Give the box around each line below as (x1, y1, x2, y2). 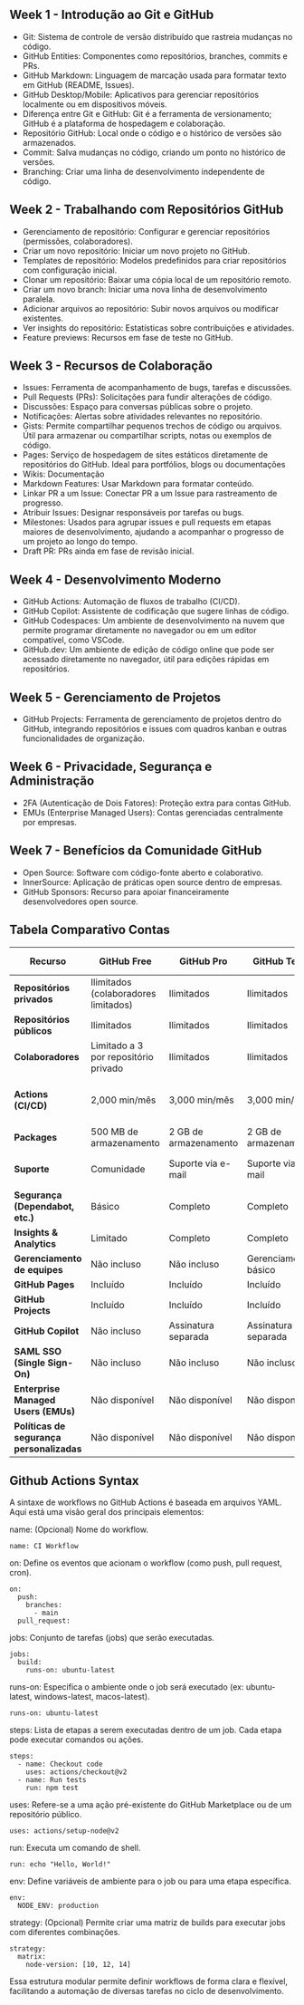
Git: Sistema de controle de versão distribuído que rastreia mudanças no (22, 31, 293, 42)
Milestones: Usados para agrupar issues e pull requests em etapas (22, 516, 271, 528)
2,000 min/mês (90, 1094, 157, 1106)
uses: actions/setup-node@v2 (9, 1827, 119, 1836)
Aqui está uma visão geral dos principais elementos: (9, 1507, 204, 1518)
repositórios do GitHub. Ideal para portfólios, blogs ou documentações (22, 459, 286, 470)
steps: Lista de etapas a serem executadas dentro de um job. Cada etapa (9, 1725, 282, 1736)
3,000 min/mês (168, 1094, 234, 1106)
